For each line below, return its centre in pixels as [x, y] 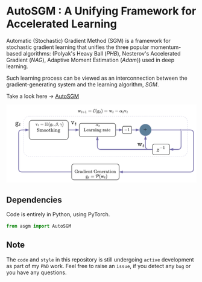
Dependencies [34, 200]
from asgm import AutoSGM [39, 226]
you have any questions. [37, 272]
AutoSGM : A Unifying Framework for [101, 11]
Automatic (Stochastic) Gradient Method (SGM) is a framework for [88, 40]
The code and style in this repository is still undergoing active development [100, 259]
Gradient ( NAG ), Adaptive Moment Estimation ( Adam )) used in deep [90, 60]
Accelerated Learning [62, 24]
